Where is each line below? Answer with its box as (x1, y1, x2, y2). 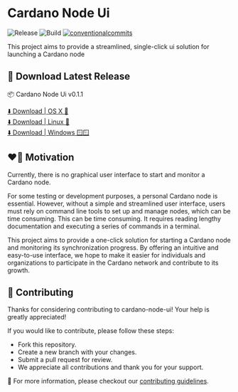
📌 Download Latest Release (7, 70, 131, 83)
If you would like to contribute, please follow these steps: (7, 327, 174, 335)
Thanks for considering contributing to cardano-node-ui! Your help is (7, 305, 210, 314)
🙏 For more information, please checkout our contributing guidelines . (7, 377, 210, 386)
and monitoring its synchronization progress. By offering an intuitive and (7, 243, 219, 252)
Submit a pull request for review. (17, 356, 113, 364)
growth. (7, 265, 31, 275)
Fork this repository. (17, 340, 77, 349)
